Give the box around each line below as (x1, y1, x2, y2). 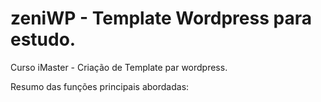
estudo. (10, 28, 77, 51)
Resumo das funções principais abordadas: (10, 80, 190, 92)
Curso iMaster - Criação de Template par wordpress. (10, 61, 228, 73)
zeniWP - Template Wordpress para (10, 7, 312, 30)
